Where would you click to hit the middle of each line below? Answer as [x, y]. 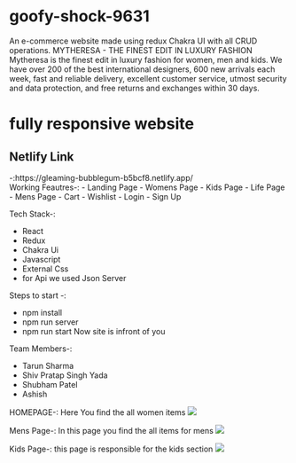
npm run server [50, 322]
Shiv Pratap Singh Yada [65, 375]
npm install [42, 312]
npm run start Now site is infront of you [93, 331]
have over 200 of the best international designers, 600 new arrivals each [142, 69]
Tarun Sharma [48, 365]
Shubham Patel [50, 384]
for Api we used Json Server [74, 278]
